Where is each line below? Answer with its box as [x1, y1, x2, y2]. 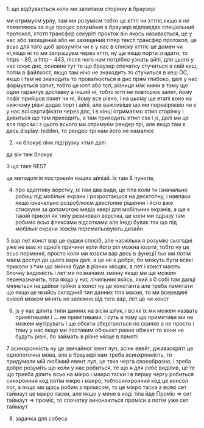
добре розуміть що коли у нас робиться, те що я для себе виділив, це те [6, 364, 195, 371]
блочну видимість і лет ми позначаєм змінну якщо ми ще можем [6, 269, 177, 276]
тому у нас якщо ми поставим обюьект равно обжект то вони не [15, 326, 185, 333]
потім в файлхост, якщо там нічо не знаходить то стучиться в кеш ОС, [6, 69, 189, 76]
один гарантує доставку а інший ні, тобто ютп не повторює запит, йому [6, 88, 193, 95]
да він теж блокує [6, 151, 53, 158]
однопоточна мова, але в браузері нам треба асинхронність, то [6, 351, 172, 358]
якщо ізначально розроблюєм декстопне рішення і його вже [15, 199, 174, 206]
